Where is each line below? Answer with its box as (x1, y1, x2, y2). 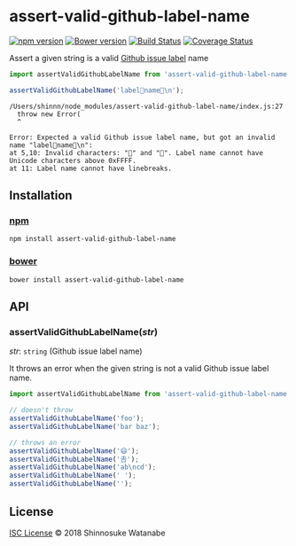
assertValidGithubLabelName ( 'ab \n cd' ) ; (9, 463, 157, 472)
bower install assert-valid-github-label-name (9, 275, 184, 285)
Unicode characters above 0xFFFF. (9, 156, 137, 165)
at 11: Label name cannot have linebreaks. (9, 164, 173, 173)
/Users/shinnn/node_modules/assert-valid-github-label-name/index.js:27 (9, 102, 284, 111)
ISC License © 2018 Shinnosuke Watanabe (9, 527, 166, 538)
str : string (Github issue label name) (9, 346, 144, 356)
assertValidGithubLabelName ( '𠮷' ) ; (9, 455, 139, 464)
